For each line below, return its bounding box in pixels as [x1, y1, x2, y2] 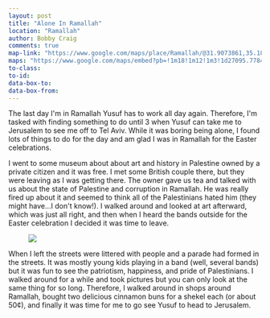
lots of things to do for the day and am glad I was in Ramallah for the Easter [8, 134, 257, 144]
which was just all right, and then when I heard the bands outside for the [8, 210, 247, 220]
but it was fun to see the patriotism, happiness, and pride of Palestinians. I [8, 266, 254, 276]
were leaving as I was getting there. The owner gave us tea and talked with [8, 176, 256, 185]
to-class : [8, 64, 42, 72]
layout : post [8, 11, 52, 20]
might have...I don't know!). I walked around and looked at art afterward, [8, 201, 247, 211]
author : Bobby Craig [8, 34, 78, 43]
